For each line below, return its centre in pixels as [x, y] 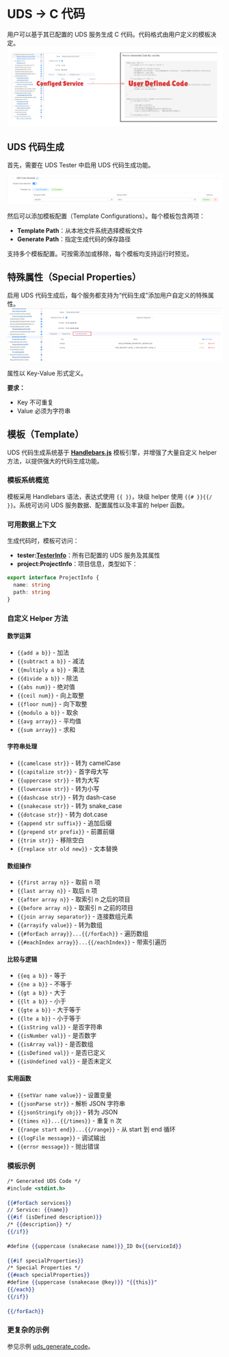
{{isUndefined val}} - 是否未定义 [64, 1061]
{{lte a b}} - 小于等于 [49, 1018]
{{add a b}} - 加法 [43, 652]
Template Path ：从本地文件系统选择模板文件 [80, 230]
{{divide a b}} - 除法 [48, 678]
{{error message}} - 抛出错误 [58, 1146]
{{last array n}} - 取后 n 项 [57, 891]
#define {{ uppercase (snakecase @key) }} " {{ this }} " [82, 1282]
